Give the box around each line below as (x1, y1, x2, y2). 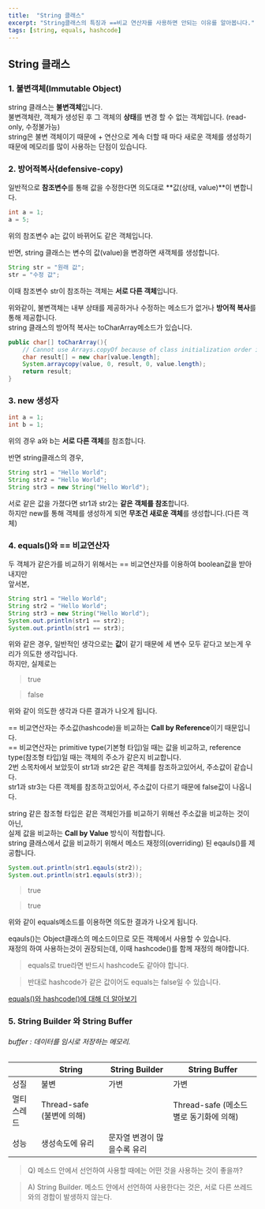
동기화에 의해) (189, 1111, 239, 1122)
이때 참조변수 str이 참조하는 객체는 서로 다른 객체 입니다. (8, 285, 178, 296)
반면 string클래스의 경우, (8, 453, 84, 462)
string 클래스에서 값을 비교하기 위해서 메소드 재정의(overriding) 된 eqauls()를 (8, 838, 247, 848)
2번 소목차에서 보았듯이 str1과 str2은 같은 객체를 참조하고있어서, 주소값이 (8, 763, 233, 772)
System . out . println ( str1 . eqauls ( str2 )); (8, 864, 144, 872)
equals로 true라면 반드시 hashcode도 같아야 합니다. (27, 961, 189, 970)
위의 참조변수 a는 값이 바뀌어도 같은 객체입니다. (8, 231, 154, 241)
